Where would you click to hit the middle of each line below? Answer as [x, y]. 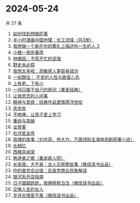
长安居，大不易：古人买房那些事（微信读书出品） [63, 164]
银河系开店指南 [28, 177]
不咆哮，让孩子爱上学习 [37, 114]
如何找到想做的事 [30, 33]
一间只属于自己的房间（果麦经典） [48, 90]
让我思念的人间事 [30, 96]
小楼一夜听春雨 [28, 52]
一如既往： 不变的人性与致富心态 [46, 77]
